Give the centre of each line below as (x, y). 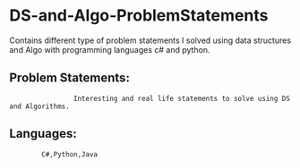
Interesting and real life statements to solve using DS (182, 98)
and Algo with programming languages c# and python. (110, 49)
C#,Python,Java (70, 154)
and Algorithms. (39, 106)
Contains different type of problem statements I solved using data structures (150, 40)
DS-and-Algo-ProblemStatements (139, 16)
